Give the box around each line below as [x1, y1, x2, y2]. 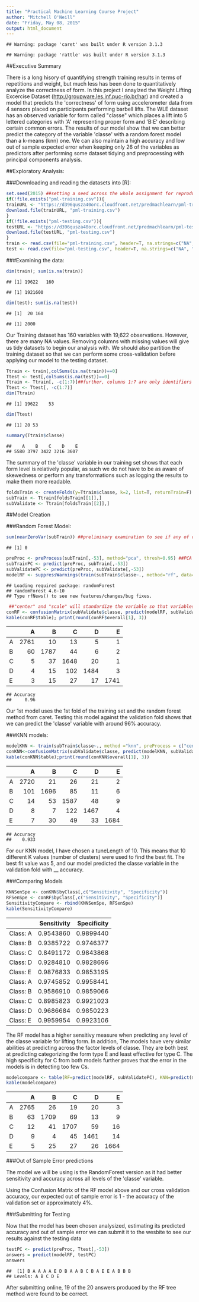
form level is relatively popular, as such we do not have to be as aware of [6, 465, 184, 472]
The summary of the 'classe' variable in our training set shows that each [6, 459, 182, 466]
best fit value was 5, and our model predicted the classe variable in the [6, 860, 179, 867]
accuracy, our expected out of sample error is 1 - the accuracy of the [6, 1193, 175, 1200]
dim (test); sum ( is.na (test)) [6, 300, 78, 306]
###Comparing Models [6, 878, 63, 884]
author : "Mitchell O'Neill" [6, 14, 76, 20]
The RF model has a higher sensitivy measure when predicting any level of [6, 1031, 188, 1039]
